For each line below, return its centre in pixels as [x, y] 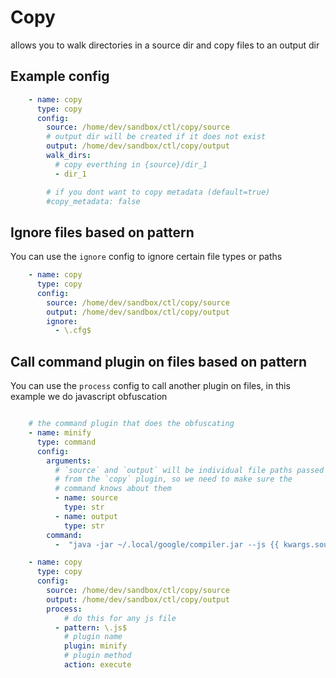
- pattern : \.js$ [91, 627]
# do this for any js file [120, 618]
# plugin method [97, 656]
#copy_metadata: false [93, 201]
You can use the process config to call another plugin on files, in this [150, 386]
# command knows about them [113, 489]
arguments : [69, 461]
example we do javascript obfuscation [89, 397]
